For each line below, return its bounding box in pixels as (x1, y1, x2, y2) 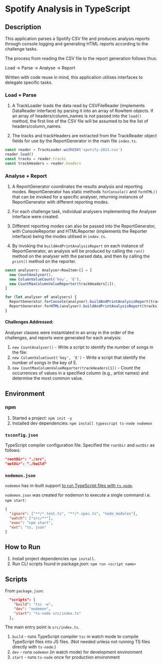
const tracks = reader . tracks (5, 157, 66, 162)
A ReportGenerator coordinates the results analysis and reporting (12, 184, 143, 189)
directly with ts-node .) (12, 644, 56, 650)
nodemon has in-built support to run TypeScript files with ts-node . (5, 483, 133, 489)
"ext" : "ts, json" (9, 525, 47, 530)
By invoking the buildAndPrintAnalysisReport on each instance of (12, 243, 144, 249)
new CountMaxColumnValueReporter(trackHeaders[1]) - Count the (12, 365, 141, 371)
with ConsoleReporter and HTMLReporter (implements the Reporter (12, 228, 147, 234)
